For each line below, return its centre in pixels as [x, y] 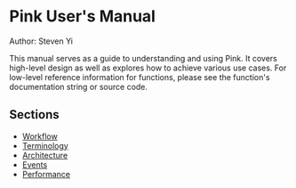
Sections [34, 114]
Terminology [45, 145]
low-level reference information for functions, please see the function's [140, 77]
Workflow [40, 136]
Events [35, 164]
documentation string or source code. [79, 86]
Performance [46, 174]
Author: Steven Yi [41, 41]
